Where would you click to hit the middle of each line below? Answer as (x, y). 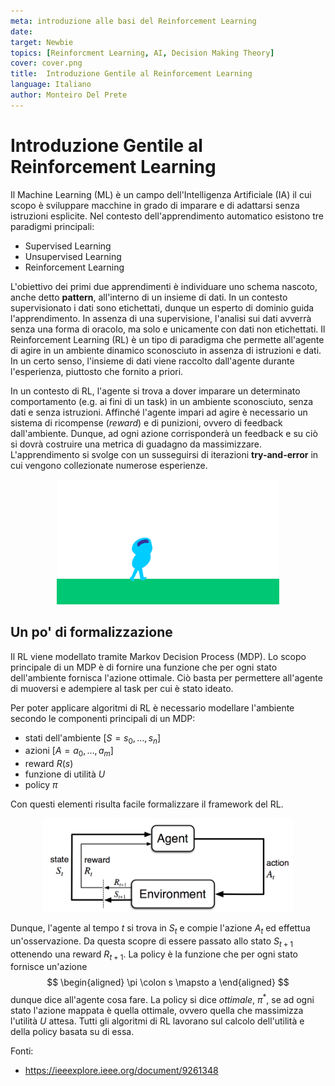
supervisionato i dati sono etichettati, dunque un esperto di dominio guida (162, 307)
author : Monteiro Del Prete (69, 95)
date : (21, 31)
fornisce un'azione (49, 967)
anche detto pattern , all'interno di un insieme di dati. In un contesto (149, 297)
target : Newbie (42, 42)
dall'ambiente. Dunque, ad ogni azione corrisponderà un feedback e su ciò (164, 433)
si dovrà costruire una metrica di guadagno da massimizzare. (136, 444)
